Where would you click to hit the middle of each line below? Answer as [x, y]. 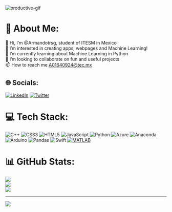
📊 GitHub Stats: [40, 162]
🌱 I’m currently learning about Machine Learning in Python [67, 53]
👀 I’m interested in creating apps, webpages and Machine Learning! [77, 48]
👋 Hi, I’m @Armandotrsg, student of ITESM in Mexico [61, 43]
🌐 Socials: [22, 83]
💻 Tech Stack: [37, 116]
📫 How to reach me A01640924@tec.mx [49, 65]
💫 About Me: [32, 29]
